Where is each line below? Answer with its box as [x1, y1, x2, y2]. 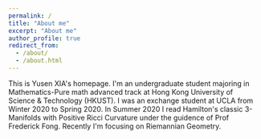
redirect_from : [8, 42, 59, 50]
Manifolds [8, 112, 42, 122]
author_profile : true [8, 34, 81, 43]
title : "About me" [8, 19, 70, 27]
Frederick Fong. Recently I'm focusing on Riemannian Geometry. [8, 121, 222, 131]
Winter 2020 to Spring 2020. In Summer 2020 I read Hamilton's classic [8, 104, 243, 113]
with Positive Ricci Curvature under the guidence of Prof [43, 112, 230, 122]
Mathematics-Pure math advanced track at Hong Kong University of [8, 87, 234, 96]
